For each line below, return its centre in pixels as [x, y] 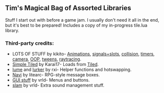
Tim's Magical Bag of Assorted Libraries [68, 8]
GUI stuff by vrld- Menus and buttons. [51, 80]
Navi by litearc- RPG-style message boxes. [56, 75]
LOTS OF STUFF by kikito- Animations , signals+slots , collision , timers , [83, 54]
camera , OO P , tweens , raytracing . [47, 59]
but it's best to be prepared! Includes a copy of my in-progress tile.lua [76, 25]
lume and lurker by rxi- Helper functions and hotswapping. [72, 70]
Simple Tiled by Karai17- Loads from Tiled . [55, 64]
